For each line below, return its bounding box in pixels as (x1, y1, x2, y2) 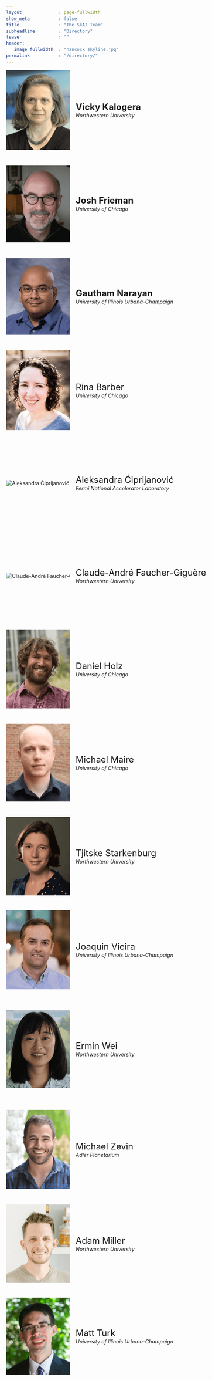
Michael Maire (76, 754, 135, 765)
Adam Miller (76, 1235, 125, 1246)
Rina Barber (76, 381, 124, 392)
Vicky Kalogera (76, 101, 142, 113)
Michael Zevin (76, 1140, 134, 1152)
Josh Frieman (76, 195, 134, 207)
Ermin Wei (76, 1040, 118, 1052)
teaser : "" (6, 34, 69, 40)
